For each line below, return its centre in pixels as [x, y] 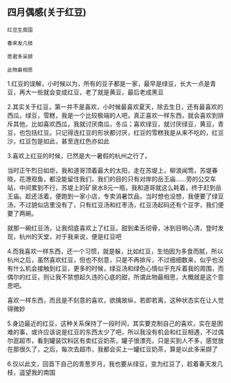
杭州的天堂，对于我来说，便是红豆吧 [70, 237]
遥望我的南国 [37, 372]
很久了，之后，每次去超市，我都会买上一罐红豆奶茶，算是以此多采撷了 [118, 349]
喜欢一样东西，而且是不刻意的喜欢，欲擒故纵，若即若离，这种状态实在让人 [112, 300]
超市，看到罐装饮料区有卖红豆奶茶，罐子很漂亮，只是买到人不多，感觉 [118, 340]
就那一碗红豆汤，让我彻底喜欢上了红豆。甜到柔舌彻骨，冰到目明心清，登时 [112, 228]
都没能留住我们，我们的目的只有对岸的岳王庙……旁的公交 [130, 179]
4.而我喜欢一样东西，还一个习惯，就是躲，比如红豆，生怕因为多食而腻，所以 [115, 251]
